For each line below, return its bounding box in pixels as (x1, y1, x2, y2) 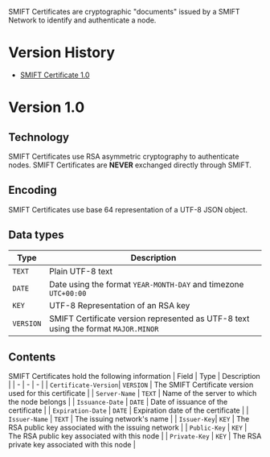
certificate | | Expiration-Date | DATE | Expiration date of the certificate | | (8, 406, 249, 415)
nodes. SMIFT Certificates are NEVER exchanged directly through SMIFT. (8, 160, 252, 170)
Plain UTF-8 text (49, 266, 113, 277)
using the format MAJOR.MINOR (49, 323, 159, 334)
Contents (8, 350, 56, 364)
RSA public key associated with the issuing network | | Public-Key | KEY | (8, 422, 247, 433)
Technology (8, 130, 70, 144)
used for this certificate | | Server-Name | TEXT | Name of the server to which (8, 389, 257, 398)
